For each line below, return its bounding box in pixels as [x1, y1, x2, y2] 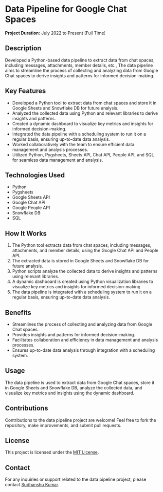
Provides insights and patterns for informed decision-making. [12, 332, 135, 338]
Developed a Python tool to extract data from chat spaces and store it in [12, 100, 157, 106]
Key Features [5, 87, 46, 95]
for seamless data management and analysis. [12, 157, 103, 163]
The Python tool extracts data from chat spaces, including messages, [12, 242, 152, 248]
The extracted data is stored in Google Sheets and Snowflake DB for [12, 258, 149, 264]
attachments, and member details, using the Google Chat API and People [12, 248, 159, 254]
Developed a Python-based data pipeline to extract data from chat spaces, [5, 57, 155, 63]
